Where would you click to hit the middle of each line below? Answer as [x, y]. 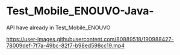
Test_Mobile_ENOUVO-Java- [80, 11]
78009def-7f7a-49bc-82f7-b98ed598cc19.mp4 [66, 45]
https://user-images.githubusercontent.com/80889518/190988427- [90, 39]
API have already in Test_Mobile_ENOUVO [58, 27]
